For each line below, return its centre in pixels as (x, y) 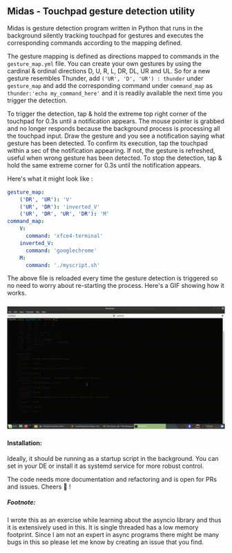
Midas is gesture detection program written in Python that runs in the (105, 28)
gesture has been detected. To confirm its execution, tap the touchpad (108, 143)
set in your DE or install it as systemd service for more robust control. (106, 466)
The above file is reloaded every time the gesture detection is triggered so (113, 278)
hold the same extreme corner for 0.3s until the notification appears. (104, 165)
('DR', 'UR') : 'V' (46, 199)
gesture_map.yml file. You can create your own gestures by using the (105, 63)
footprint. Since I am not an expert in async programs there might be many (113, 534)
